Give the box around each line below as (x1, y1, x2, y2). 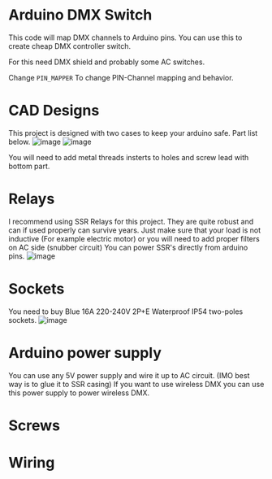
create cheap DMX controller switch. (8, 41, 132, 50)
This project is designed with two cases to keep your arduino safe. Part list (8, 128, 258, 137)
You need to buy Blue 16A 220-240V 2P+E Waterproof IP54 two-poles (8, 307, 244, 316)
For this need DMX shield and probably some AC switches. (8, 57, 205, 67)
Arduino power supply (8, 343, 162, 362)
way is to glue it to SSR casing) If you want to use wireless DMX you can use (8, 379, 265, 389)
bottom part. (8, 161, 50, 171)
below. (8, 137, 31, 146)
